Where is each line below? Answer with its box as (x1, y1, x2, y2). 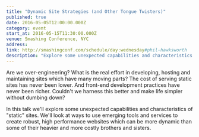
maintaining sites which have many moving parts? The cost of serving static (6, 75, 192, 82)
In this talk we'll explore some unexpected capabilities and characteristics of (6, 105, 193, 112)
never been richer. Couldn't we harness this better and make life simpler (6, 87, 183, 94)
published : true (6, 14, 46, 20)
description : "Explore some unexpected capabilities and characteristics (6, 53, 193, 58)
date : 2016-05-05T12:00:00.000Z (6, 19, 86, 25)
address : (6, 42, 28, 48)
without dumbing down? (6, 94, 65, 101)
